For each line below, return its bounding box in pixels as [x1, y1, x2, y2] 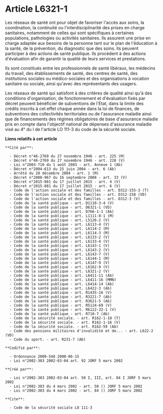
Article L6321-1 [5, 3, 68, 15]
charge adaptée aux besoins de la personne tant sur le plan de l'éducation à [5, 40, 158, 46]
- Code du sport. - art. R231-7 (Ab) [9, 337, 86, 342]
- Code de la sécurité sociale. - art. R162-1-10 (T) [9, 316, 121, 320]
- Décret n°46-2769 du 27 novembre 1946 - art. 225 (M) [9, 153, 125, 159]
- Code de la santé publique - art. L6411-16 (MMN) [9, 277, 117, 282]
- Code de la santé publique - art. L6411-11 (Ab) [9, 273, 114, 278]
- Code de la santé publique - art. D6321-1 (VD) [9, 205, 112, 210]
